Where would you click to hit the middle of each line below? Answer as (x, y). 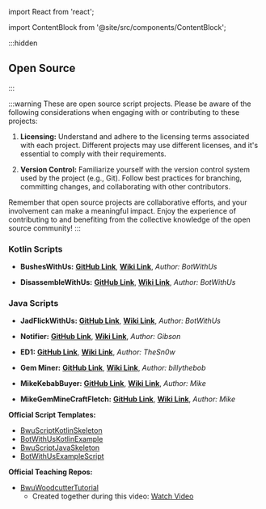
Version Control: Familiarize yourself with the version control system (135, 169)
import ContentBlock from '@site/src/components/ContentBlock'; (117, 27)
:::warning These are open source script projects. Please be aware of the (130, 104)
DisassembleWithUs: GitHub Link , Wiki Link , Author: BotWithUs (128, 282)
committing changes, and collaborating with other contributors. (125, 186)
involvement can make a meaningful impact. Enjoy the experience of (122, 210)
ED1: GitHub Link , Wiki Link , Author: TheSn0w (97, 352)
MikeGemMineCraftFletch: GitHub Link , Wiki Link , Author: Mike (128, 399)
